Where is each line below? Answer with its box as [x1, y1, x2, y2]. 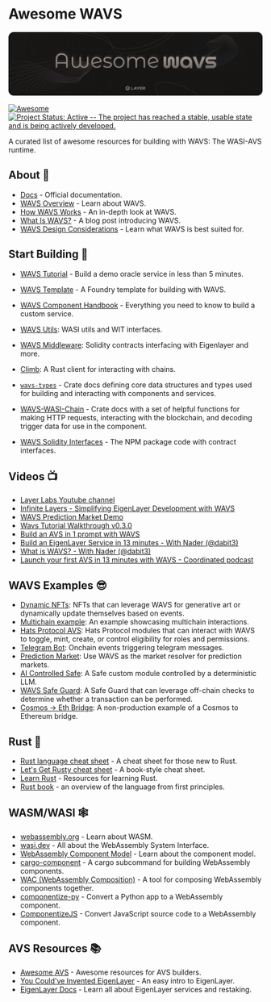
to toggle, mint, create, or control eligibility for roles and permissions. [19, 634, 250, 644]
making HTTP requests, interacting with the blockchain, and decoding [19, 412, 252, 422]
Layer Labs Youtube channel [19, 495, 115, 505]
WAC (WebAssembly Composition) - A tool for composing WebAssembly [19, 875, 262, 884]
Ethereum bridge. [19, 712, 78, 721]
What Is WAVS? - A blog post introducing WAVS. [19, 215, 181, 225]
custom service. [19, 308, 74, 319]
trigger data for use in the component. [19, 421, 148, 431]
